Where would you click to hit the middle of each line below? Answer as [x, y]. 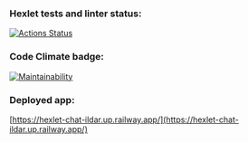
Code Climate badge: [57, 57]
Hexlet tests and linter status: [76, 14]
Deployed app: [42, 100]
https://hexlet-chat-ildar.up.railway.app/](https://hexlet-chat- [126, 119]
